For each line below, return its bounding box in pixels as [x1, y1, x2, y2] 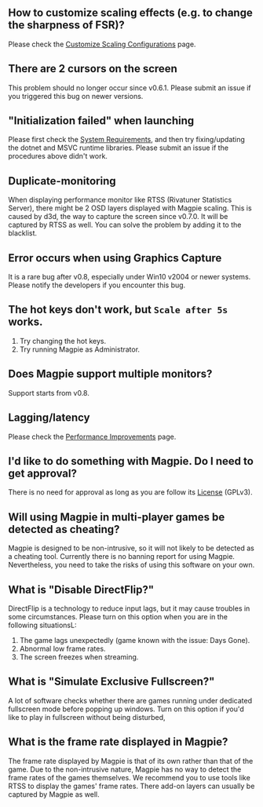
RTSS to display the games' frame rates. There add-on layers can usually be [8, 781, 255, 791]
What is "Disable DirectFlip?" [8, 582, 155, 596]
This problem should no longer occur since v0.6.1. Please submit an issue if [8, 82, 251, 93]
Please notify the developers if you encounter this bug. [8, 280, 186, 290]
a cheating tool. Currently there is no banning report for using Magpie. [8, 552, 236, 561]
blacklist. [8, 228, 38, 238]
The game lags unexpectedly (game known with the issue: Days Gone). [19, 635, 250, 645]
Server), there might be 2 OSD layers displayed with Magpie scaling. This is [8, 203, 253, 213]
